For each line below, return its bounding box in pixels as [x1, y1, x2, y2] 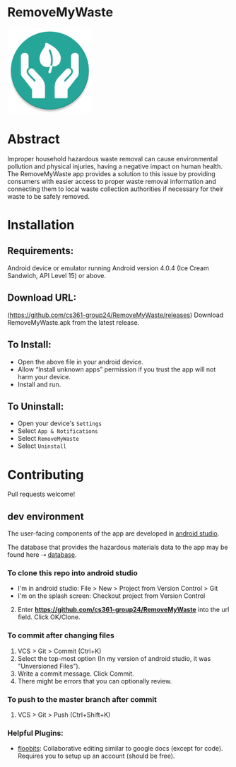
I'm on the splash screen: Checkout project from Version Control [17, 592, 206, 600]
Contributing [7, 466, 84, 483]
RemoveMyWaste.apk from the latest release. [7, 318, 140, 326]
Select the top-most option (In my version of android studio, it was [17, 654, 211, 662]
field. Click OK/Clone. [17, 613, 81, 621]
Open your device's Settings [17, 419, 102, 428]
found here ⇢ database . [7, 550, 77, 559]
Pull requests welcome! [7, 490, 76, 499]
